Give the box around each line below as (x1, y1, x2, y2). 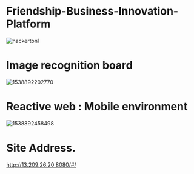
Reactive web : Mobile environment (6, 100, 188, 113)
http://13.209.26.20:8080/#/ (6, 161, 77, 168)
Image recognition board (6, 59, 133, 72)
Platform (6, 17, 51, 31)
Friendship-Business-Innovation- (6, 4, 179, 18)
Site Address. (6, 141, 76, 155)
